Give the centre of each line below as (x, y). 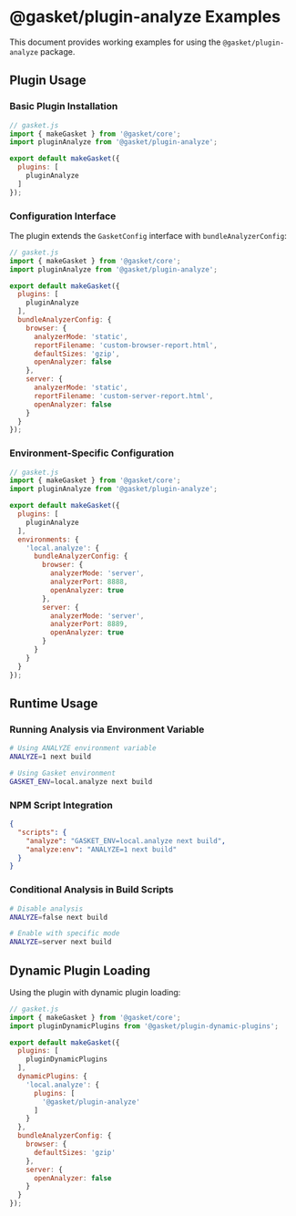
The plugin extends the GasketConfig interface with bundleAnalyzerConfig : (148, 235)
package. (58, 51)
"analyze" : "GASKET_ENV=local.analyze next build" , (126, 840)
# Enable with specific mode (65, 933)
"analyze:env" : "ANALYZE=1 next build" (102, 850)
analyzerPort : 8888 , (89, 582)
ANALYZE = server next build (61, 942)
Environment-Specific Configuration (92, 453)
